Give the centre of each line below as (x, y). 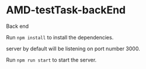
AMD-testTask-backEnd (66, 10)
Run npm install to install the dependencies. (60, 37)
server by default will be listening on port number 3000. (73, 48)
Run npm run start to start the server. (51, 60)
